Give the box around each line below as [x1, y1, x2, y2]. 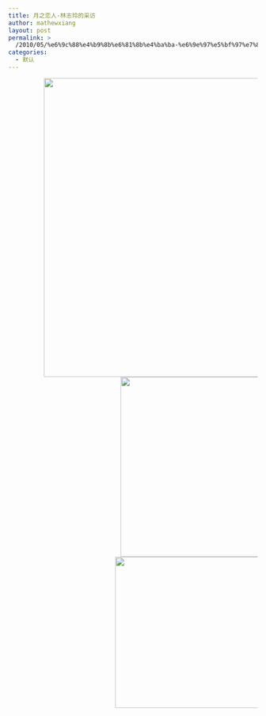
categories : [8, 48, 47, 56]
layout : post [8, 26, 51, 34]
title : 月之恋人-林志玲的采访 [8, 11, 97, 20]
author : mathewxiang [8, 19, 77, 27]
